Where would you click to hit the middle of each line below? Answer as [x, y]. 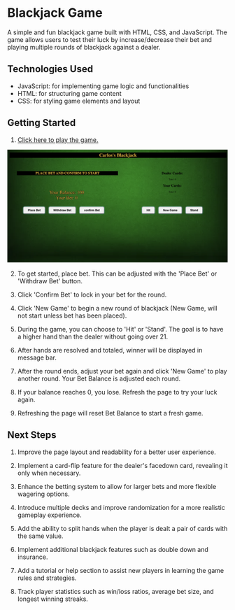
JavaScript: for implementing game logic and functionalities [103, 86]
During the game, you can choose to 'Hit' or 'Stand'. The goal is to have [120, 329]
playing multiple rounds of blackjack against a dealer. [84, 47]
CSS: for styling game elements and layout [79, 101]
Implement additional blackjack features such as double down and [113, 549]
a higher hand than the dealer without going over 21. [93, 336]
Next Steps [32, 435]
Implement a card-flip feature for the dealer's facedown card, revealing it [122, 465]
